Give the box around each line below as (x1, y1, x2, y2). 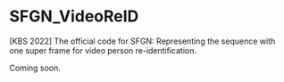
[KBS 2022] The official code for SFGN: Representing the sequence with (9, 36, 276, 46)
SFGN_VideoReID (9, 6, 139, 27)
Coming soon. (9, 62, 61, 73)
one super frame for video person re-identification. (9, 45, 196, 55)
